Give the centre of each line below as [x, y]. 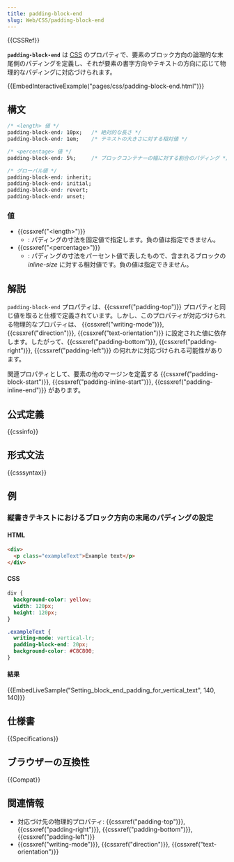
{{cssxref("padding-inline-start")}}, [102, 382]
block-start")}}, [29, 382]
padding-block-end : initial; [49, 184]
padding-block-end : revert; [48, 190]
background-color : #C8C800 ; [54, 651]
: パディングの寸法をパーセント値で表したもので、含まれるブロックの [127, 256]
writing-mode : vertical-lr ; [54, 638]
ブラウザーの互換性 [48, 763]
